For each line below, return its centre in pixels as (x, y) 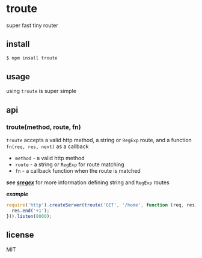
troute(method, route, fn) (44, 127)
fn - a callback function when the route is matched (78, 171)
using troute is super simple (41, 91)
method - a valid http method (50, 158)
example (17, 194)
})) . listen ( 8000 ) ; (29, 216)
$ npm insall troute (32, 58)
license (20, 235)
